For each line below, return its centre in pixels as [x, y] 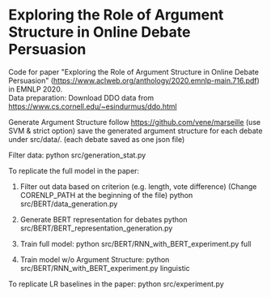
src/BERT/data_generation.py [69, 204]
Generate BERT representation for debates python [104, 219]
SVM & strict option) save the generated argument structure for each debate [135, 131]
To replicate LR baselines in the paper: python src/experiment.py [116, 284]
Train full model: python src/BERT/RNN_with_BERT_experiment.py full [135, 243]
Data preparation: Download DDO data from [81, 97]
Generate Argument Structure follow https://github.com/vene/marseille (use [135, 122]
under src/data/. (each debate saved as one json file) [97, 139]
